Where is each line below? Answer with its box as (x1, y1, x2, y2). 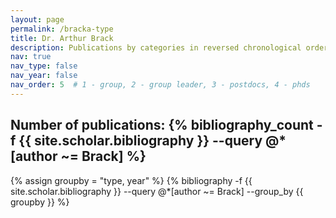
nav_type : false (10, 61, 78, 71)
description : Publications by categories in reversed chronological (10, 42, 302, 53)
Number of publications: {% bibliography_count (10, 117, 314, 134)
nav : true (10, 52, 52, 62)
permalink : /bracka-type (10, 24, 114, 34)
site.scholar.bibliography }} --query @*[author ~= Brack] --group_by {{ (10, 185, 304, 197)
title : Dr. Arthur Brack (10, 33, 114, 43)
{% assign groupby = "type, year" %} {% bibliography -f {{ (10, 174, 253, 186)
